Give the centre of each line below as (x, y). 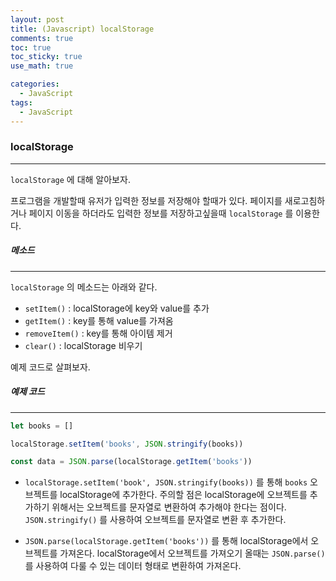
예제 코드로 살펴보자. (50, 367)
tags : (21, 102)
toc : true (31, 47)
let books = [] (42, 426)
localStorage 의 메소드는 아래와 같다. (84, 287)
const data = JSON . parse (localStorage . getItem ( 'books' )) (131, 462)
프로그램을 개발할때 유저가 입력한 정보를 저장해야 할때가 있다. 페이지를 (146, 200)
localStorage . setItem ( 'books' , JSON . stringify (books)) (127, 444)
